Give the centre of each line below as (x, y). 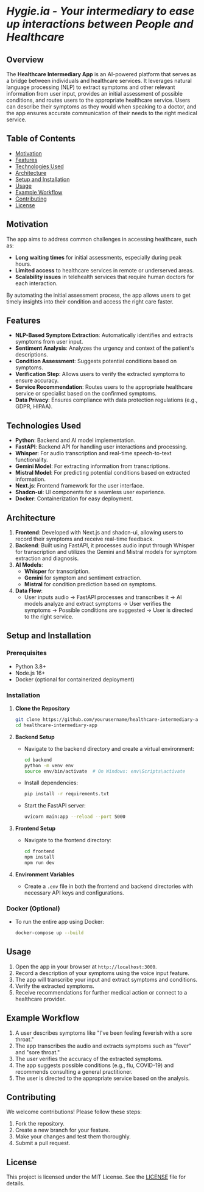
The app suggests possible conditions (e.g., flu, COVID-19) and (94, 1065)
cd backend (38, 760)
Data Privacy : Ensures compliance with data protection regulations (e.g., (106, 400)
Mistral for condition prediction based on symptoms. (90, 584)
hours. (23, 264)
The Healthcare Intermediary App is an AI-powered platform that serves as (101, 74)
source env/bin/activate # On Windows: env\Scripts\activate (105, 771)
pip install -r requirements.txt (67, 794)
